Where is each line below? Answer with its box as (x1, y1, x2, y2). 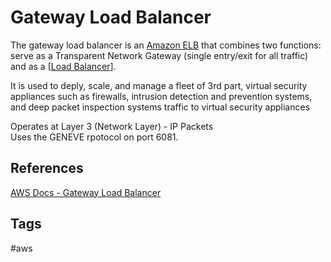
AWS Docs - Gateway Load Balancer (10, 186, 162, 198)
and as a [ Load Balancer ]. (10, 60, 117, 72)
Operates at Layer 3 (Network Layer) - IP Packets (10, 120, 214, 132)
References (10, 160, 84, 177)
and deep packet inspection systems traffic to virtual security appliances (10, 101, 311, 113)
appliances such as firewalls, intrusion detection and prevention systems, (10, 90, 313, 102)
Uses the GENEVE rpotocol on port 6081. (10, 131, 179, 143)
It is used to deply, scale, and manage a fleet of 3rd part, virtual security (10, 79, 308, 91)
